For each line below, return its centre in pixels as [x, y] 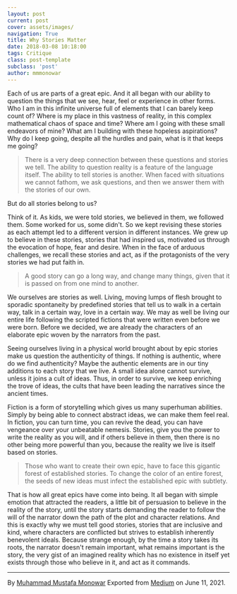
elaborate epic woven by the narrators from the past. [84, 334]
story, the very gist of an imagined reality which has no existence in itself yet [119, 554]
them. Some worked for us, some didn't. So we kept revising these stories [115, 224]
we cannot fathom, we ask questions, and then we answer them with [124, 182]
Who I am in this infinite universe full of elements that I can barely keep [110, 108]
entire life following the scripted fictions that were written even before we [114, 320]
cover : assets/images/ [41, 27]
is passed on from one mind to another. [81, 283]
